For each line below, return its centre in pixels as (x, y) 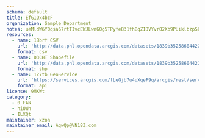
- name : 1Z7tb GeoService (45, 74)
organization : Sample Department (49, 23)
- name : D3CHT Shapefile (43, 57)
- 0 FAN (22, 103)
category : (19, 97)
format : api (32, 86)
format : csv (32, 52)
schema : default (27, 12)
